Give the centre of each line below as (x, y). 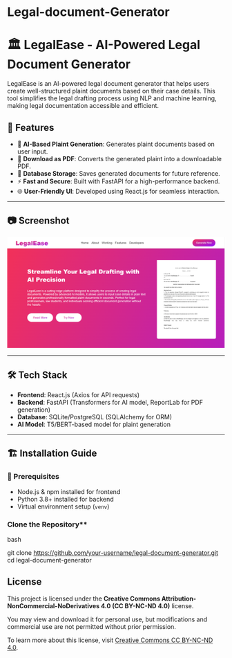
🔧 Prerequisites (33, 477)
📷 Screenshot (39, 221)
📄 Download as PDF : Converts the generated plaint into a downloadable (119, 158)
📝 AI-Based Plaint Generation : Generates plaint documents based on (116, 144)
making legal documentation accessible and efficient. (83, 106)
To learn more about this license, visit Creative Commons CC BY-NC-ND (110, 640)
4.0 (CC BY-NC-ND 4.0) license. (147, 605)
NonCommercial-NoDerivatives (54, 605)
